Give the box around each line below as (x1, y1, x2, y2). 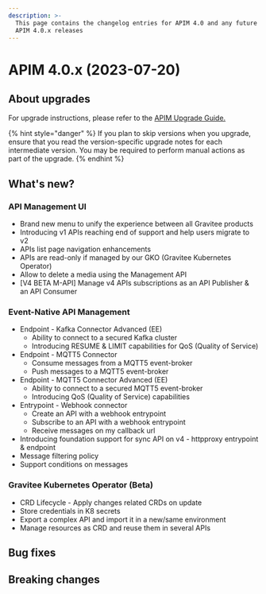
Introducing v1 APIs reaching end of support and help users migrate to (19, 227, 250, 237)
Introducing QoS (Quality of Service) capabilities (31, 392, 191, 402)
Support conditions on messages (19, 460, 129, 469)
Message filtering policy (19, 451, 99, 461)
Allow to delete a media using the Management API (19, 270, 187, 279)
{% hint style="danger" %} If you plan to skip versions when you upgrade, (8, 129, 252, 138)
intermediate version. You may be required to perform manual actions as (8, 146, 245, 155)
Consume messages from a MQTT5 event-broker (31, 359, 193, 368)
